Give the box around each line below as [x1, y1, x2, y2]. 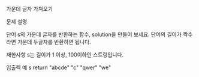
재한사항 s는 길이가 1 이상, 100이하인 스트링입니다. [6, 51, 124, 58]
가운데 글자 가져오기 [6, 5, 53, 12]
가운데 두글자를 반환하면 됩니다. [17, 38, 91, 45]
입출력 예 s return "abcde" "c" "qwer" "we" [6, 64, 111, 71]
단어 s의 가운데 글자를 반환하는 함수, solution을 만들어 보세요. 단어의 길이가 [6, 31, 182, 38]
